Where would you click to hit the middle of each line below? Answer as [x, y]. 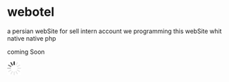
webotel [31, 12]
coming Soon [26, 52]
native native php [32, 38]
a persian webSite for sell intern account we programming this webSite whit [114, 31]
